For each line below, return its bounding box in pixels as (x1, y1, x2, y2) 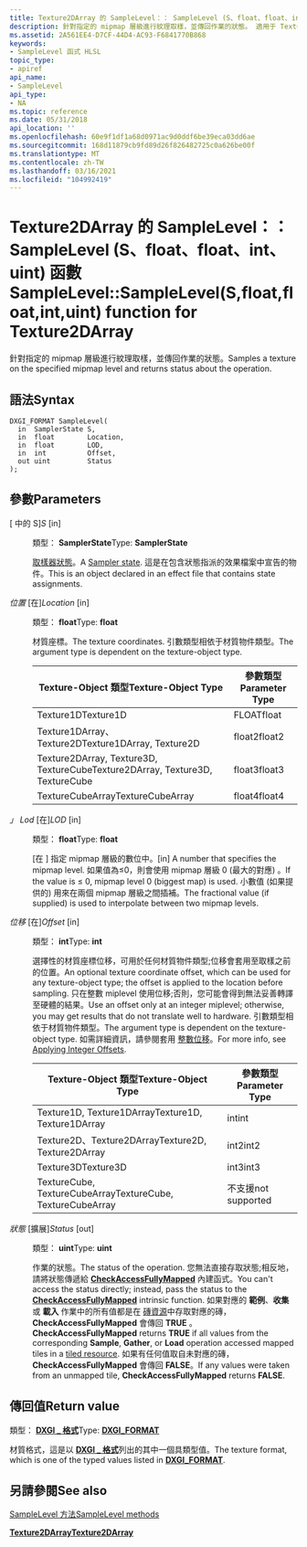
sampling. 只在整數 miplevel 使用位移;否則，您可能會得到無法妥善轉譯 (32, 988, 294, 999)
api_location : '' (9, 124, 76, 133)
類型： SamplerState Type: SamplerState (32, 536, 188, 548)
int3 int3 (227, 1160, 260, 1173)
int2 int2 (227, 1139, 260, 1151)
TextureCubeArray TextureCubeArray (37, 789, 195, 802)
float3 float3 (233, 763, 285, 776)
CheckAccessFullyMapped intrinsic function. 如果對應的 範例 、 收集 (32, 1294, 290, 1305)
